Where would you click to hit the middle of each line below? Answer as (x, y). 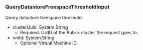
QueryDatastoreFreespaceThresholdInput (57, 7)
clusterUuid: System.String (40, 27)
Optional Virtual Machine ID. (49, 43)
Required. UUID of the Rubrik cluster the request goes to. (79, 33)
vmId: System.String (33, 38)
